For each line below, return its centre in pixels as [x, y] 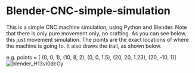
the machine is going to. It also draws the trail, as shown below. [84, 46]
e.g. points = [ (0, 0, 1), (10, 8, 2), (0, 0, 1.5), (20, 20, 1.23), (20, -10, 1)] [91, 57]
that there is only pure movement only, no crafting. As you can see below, [96, 33]
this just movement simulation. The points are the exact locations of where [97, 39]
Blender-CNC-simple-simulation [89, 11]
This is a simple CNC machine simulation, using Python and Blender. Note [97, 27]
